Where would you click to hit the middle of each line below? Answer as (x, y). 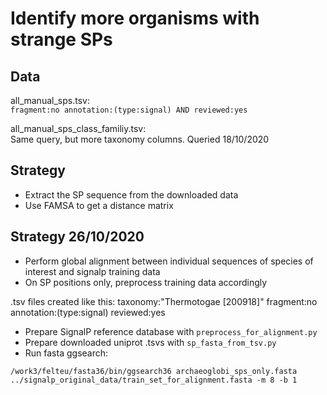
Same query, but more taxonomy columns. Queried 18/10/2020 (140, 139)
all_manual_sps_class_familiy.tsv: (78, 128)
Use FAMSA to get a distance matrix (99, 205)
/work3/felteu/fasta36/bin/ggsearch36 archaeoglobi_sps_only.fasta (154, 371)
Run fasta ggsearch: (66, 353)
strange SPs (61, 39)
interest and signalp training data (92, 271)
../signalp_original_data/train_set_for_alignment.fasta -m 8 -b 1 (154, 380)
